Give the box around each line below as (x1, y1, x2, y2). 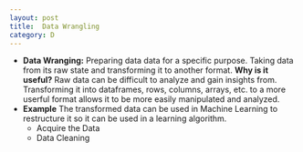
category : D (9, 30, 55, 39)
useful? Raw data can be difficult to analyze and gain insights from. (22, 75, 277, 86)
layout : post (9, 13, 59, 23)
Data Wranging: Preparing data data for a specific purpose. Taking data (22, 56, 294, 66)
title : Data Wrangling (9, 22, 100, 31)
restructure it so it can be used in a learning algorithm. (22, 113, 227, 124)
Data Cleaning (36, 133, 90, 144)
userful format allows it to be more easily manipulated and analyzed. (22, 94, 280, 105)
